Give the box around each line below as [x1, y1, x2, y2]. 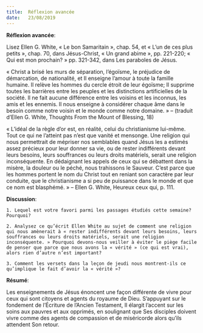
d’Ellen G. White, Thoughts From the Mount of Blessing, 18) [6, 113, 154, 121]
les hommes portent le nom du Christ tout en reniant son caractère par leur [6, 170, 194, 177]
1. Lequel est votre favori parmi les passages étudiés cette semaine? [6, 207, 191, 213]
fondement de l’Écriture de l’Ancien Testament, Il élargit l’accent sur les [6, 301, 184, 309]
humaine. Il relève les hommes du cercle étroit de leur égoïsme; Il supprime [6, 81, 194, 88]
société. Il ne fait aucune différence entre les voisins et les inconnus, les [6, 94, 187, 101]
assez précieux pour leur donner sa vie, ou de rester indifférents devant [6, 145, 186, 152]
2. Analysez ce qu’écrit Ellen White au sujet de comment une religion [6, 223, 191, 229]
